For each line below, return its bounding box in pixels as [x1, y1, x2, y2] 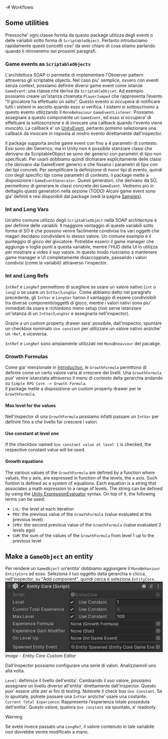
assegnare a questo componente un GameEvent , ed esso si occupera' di [5, 115, 151, 121]
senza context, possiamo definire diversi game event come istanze [5, 83, 143, 89]
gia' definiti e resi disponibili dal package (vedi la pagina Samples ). [5, 193, 142, 199]
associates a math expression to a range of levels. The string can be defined [5, 485, 163, 491]
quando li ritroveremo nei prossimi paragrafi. [5, 48, 97, 54]
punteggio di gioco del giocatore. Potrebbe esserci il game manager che [5, 238, 154, 244]
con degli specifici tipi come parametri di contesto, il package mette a [5, 172, 149, 178]
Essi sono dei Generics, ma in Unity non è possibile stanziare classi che [5, 145, 152, 152]
